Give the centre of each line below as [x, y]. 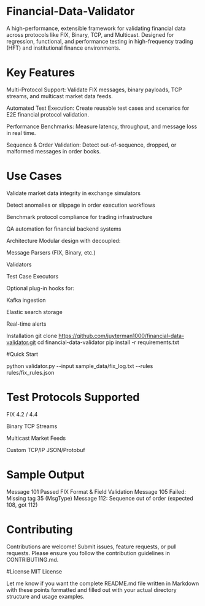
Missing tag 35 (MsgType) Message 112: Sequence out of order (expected [100, 498]
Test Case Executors [33, 276]
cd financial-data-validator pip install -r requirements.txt [108, 342]
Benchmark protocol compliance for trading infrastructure [79, 217]
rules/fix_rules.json [30, 372]
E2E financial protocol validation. [48, 114]
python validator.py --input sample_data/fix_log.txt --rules [80, 366]
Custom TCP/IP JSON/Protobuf [46, 450]
